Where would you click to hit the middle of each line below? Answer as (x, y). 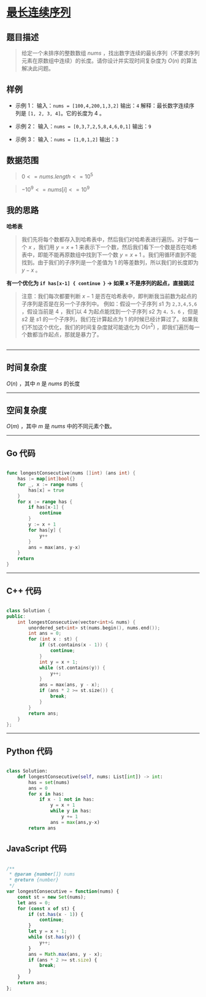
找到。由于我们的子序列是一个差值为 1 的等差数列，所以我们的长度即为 (110, 262)
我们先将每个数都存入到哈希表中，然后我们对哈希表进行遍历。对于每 (107, 239)
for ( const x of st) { (46, 909)
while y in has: (71, 811)
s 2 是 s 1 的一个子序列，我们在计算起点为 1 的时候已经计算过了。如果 (107, 319)
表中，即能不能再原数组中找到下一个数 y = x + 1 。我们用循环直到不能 (109, 255)
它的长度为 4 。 (86, 113)
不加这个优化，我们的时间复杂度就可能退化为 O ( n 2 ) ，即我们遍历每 (110, 326)
